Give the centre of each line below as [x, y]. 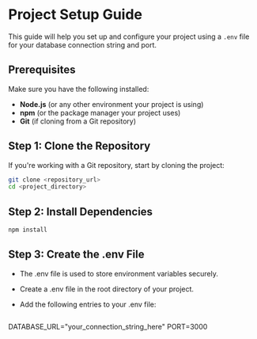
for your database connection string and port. [82, 44]
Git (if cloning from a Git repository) [78, 121]
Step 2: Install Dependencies [80, 211]
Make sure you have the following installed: [79, 89]
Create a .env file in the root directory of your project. [107, 289]
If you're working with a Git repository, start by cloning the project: [117, 165]
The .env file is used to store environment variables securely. [119, 273]
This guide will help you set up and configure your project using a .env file [129, 36]
